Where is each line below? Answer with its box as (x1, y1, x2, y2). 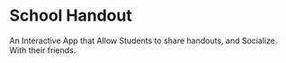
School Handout (9, 5, 132, 26)
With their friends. (9, 44, 76, 55)
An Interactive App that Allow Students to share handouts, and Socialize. (9, 35, 278, 46)
